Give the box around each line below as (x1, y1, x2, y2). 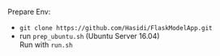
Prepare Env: (7, 7, 51, 16)
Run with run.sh (19, 40, 73, 50)
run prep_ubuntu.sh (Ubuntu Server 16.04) (19, 32, 160, 41)
